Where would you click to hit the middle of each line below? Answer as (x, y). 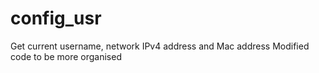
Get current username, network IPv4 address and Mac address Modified (160, 46)
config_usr (56, 18)
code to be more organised (66, 56)
